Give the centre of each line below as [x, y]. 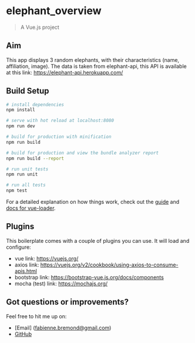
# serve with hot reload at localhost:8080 [60, 121]
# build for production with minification [59, 137]
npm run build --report [35, 158]
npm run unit [22, 174]
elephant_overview [54, 11]
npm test [17, 191]
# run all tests [26, 185]
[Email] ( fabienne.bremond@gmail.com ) [63, 328]
